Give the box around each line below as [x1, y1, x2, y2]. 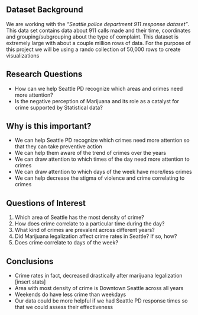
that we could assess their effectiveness [14, 304, 113, 311]
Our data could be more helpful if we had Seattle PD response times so [14, 297, 188, 304]
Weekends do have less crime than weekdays [14, 291, 126, 298]
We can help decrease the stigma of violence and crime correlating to [14, 174, 185, 182]
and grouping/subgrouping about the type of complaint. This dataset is [6, 33, 179, 40]
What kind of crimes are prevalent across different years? [14, 227, 155, 234]
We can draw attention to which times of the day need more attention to [14, 155, 190, 163]
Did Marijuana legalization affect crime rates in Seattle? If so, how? [14, 233, 177, 240]
